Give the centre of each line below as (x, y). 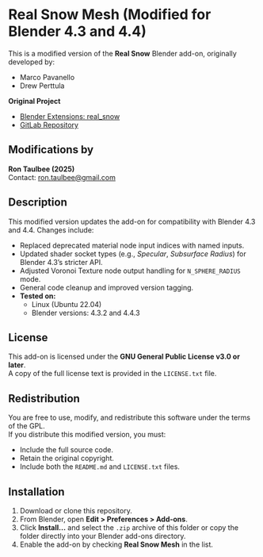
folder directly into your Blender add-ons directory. (103, 536)
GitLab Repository (49, 125)
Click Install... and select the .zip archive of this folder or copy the (129, 528)
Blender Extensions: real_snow (70, 116)
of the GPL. (27, 426)
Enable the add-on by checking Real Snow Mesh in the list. (116, 544)
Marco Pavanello (47, 77)
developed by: (32, 62)
